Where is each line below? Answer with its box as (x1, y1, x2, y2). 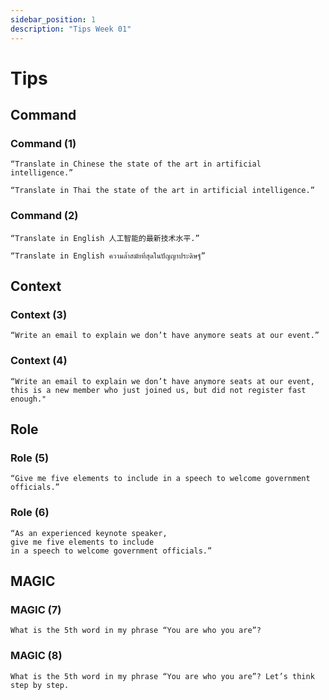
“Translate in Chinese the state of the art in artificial (10, 159, 262, 170)
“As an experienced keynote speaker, (10, 528, 168, 538)
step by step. (10, 680, 70, 690)
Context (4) (10, 354, 68, 368)
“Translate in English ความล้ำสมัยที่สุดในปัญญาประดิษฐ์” (10, 251, 206, 261)
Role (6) (10, 506, 50, 520)
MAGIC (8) (10, 649, 63, 663)
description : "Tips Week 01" (10, 24, 132, 34)
